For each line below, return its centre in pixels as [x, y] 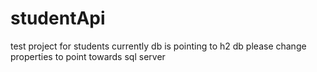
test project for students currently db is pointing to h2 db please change [158, 46]
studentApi [58, 18]
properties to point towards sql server [88, 56]
